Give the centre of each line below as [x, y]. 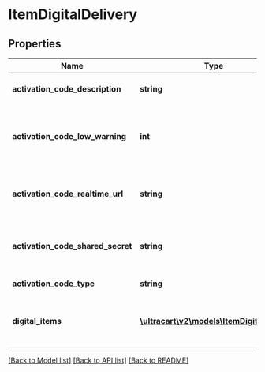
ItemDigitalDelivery [73, 15]
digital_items [37, 321]
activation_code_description [67, 89]
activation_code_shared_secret [72, 246]
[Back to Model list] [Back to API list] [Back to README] [99, 360]
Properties [35, 44]
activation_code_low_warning [69, 136]
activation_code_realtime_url [68, 194]
